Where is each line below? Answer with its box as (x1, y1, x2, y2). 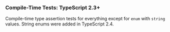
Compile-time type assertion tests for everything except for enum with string (5, 16, 165, 22)
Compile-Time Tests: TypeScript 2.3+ (5, 4, 100, 11)
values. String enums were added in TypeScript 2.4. (5, 21, 114, 27)
